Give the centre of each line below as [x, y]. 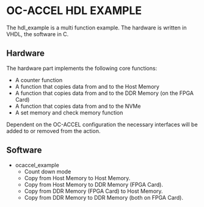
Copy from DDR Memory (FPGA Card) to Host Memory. [93, 191]
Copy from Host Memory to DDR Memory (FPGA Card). [94, 184]
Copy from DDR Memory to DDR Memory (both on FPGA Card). [104, 197]
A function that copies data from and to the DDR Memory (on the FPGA [104, 93]
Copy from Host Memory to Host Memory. [77, 178]
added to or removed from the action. [53, 131]
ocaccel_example [37, 165]
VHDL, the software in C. [38, 34]
